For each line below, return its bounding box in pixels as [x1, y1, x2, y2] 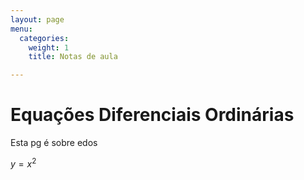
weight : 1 [28, 42, 70, 53]
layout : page [10, 14, 65, 25]
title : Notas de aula [28, 52, 118, 62]
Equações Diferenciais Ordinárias [10, 104, 295, 126]
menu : [10, 24, 33, 34]
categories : [19, 33, 70, 43]
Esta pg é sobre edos [10, 137, 98, 149]
